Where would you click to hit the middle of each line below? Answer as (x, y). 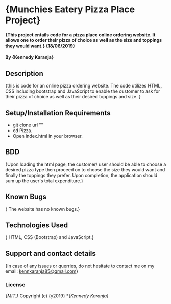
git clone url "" (28, 125)
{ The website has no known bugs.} (43, 209)
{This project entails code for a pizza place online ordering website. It (80, 35)
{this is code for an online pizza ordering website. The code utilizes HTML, (84, 86)
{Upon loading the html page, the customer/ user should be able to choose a (86, 164)
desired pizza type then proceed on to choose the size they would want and (85, 169)
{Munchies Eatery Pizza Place (70, 9)
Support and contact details (51, 254)
